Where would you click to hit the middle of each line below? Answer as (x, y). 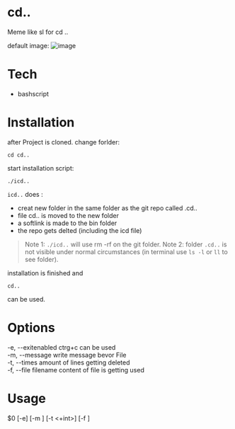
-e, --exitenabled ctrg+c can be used (62, 347)
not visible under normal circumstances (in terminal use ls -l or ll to (126, 251)
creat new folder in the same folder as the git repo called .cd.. (108, 208)
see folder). (41, 259)
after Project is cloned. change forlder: (64, 142)
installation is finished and (45, 273)
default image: (28, 45)
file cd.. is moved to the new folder (68, 215)
